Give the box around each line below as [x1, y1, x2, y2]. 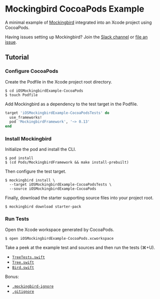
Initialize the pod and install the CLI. [5, 147, 76, 152]
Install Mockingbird [5, 135, 52, 142]
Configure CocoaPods [5, 68, 59, 75]
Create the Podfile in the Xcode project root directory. [5, 79, 112, 84]
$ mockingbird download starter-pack [5, 204, 81, 209]
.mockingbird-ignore [12, 284, 54, 289]
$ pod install [5, 156, 34, 161]
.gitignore [12, 289, 34, 294]
